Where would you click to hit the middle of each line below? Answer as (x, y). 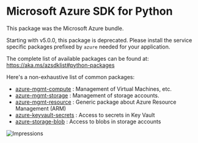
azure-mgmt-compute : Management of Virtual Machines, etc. (94, 89)
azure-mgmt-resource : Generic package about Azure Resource (96, 102)
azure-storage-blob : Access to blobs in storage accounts (88, 122)
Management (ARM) (40, 108)
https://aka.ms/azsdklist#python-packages (61, 65)
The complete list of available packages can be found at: (78, 58)
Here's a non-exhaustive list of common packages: (71, 77)
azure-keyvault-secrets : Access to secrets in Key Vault (85, 115)
